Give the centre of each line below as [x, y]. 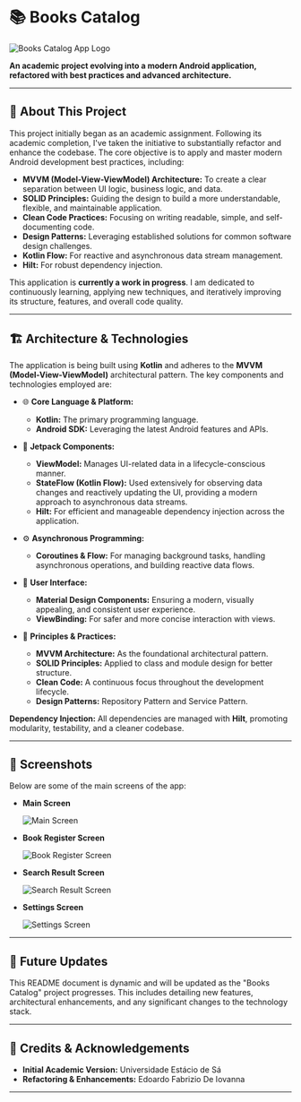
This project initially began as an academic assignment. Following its [136, 133]
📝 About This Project [68, 112]
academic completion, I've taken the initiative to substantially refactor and [146, 142]
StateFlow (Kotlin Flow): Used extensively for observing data [149, 482]
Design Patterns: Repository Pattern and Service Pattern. [142, 701]
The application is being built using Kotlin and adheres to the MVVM [136, 365]
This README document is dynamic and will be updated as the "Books [140, 983]
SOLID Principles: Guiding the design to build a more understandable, [151, 198]
